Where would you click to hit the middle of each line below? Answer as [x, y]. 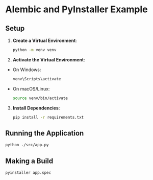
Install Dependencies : [36, 108]
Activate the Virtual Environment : [49, 59]
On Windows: [27, 70]
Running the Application [45, 133]
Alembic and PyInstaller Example [76, 9]
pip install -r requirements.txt [48, 117]
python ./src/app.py [27, 145]
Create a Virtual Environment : [45, 40]
